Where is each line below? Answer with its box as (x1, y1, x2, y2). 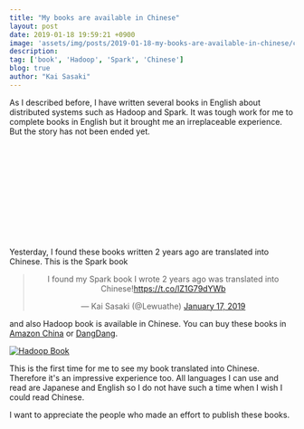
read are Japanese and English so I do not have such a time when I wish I (9, 382, 283, 393)
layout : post (9, 22, 59, 31)
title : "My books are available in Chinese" (9, 13, 180, 23)
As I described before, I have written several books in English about (9, 97, 261, 108)
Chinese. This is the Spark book (9, 255, 128, 267)
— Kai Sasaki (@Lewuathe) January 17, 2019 (81, 300, 246, 311)
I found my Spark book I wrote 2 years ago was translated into (47, 273, 280, 284)
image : (9, 38, 34, 48)
